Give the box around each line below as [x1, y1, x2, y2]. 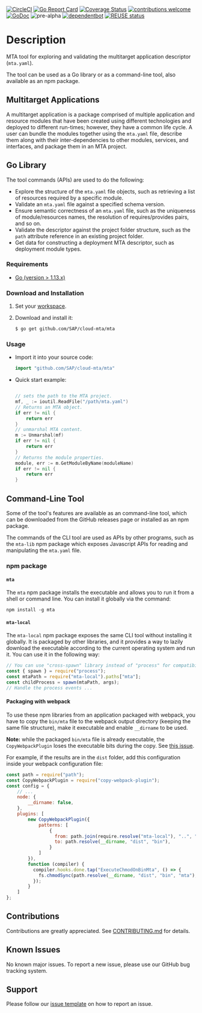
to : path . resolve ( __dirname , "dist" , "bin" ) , [54, 839, 171, 845]
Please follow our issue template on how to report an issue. [6, 1000, 153, 1008]
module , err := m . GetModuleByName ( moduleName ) [14, 460, 134, 466]
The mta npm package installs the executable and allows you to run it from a [6, 589, 194, 596]
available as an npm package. [6, 77, 80, 84]
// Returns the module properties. [14, 454, 105, 461]
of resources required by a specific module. [14, 194, 124, 201]
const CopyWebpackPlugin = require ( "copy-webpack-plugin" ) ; [6, 777, 161, 783]
